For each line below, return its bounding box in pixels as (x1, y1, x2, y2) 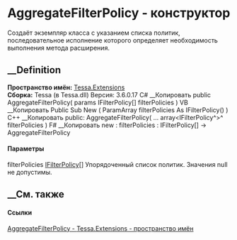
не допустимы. (7, 168, 52, 176)
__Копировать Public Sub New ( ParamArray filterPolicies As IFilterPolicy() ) (7, 105, 229, 114)
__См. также (7, 188, 65, 200)
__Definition (7, 64, 62, 76)
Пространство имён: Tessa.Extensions (7, 83, 125, 92)
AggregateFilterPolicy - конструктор (7, 5, 231, 21)
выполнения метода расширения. (7, 43, 110, 52)
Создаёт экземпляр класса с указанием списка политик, (7, 28, 180, 37)
